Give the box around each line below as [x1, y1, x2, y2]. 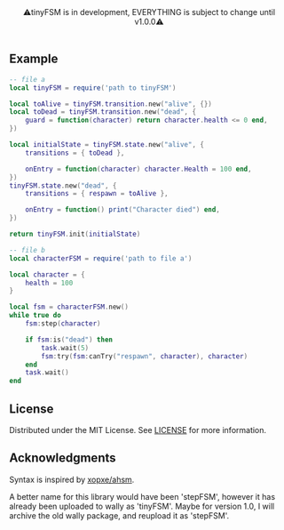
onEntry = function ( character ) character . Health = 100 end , [25, 165, 252, 173]
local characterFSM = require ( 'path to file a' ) [9, 253, 193, 263]
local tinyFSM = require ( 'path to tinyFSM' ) [9, 83, 177, 92]
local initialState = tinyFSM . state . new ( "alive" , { [9, 141, 204, 149]
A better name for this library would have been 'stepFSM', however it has [9, 491, 276, 502]
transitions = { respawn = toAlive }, [25, 189, 169, 198]
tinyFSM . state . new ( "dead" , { [9, 181, 117, 190]
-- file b [9, 245, 46, 254]
